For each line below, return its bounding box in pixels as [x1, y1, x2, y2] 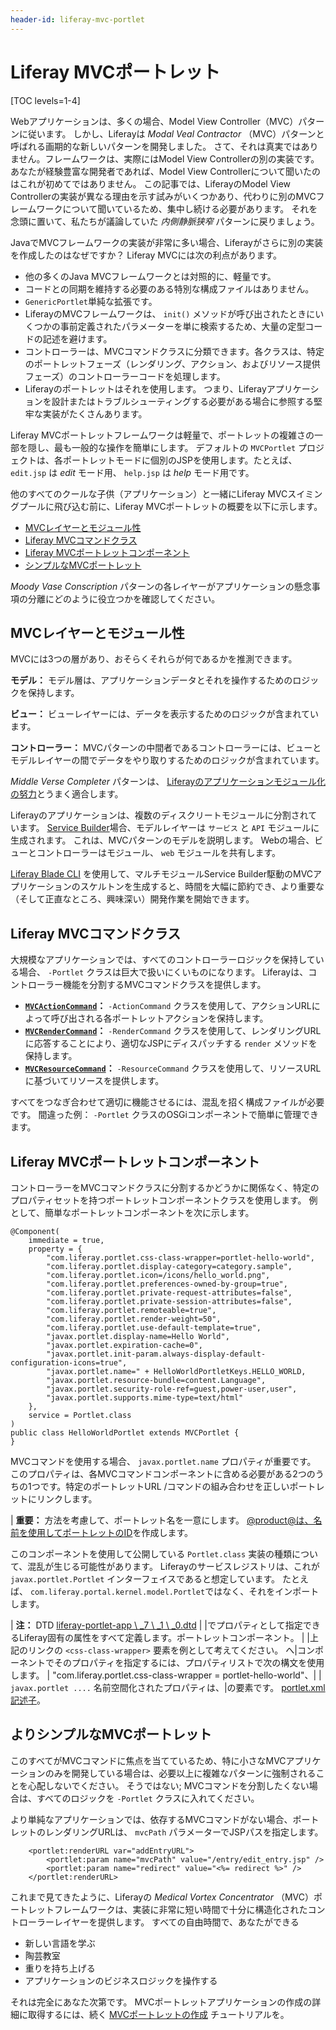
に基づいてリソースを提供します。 [24, 1075, 165, 1087]
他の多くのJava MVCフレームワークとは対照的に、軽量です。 [24, 270, 277, 282]
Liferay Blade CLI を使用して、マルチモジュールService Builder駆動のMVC [10, 868, 314, 880]
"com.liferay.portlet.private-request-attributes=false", [46, 1288, 293, 1298]
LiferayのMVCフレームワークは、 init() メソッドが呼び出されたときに [24, 307, 316, 320]
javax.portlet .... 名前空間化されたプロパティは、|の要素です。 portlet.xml [10, 1682, 326, 1693]
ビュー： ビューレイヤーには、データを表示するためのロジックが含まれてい [10, 708, 320, 720]
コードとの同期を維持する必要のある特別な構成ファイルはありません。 [24, 282, 315, 295]
